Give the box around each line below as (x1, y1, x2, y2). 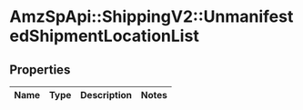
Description (80, 89, 132, 101)
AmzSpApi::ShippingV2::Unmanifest (9, 6, 294, 27)
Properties (9, 62, 71, 77)
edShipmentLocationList (9, 25, 200, 46)
